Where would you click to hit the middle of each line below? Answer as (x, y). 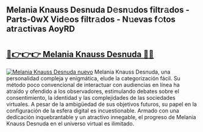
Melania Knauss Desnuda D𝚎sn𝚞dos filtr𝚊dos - (98, 10)
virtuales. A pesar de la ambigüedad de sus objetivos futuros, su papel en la (101, 104)
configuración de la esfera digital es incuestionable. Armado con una (93, 111)
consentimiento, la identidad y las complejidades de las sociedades (91, 98)
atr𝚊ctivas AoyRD (41, 29)
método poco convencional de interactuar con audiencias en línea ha (93, 85)
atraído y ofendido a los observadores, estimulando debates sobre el (93, 91)
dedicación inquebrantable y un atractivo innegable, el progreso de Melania (101, 117)
